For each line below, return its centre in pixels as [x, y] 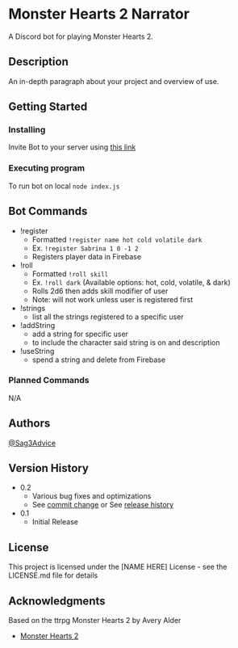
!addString [38, 325]
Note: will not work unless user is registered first [113, 299]
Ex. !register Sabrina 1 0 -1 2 [85, 248]
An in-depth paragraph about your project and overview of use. [114, 81]
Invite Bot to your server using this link [72, 147]
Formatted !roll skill [70, 274]
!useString [37, 351]
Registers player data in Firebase [87, 256]
